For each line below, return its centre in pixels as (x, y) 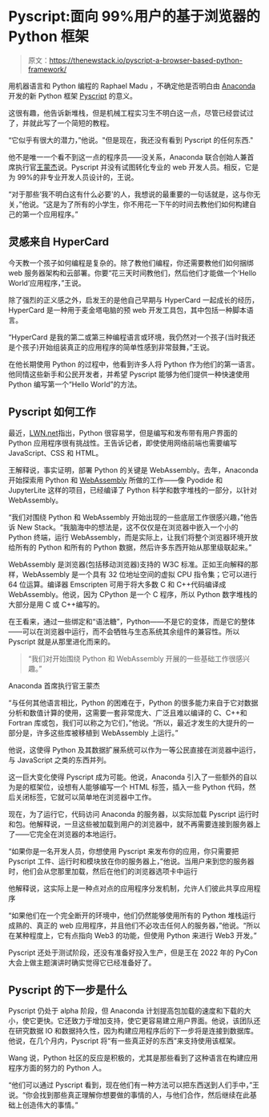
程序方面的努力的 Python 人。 (57, 1068)
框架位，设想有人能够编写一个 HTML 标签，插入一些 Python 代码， (139, 786)
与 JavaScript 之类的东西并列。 (60, 760)
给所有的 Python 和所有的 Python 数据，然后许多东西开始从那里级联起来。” (130, 547)
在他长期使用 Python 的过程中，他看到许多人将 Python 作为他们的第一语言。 (134, 364)
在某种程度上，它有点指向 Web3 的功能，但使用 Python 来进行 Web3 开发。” (133, 935)
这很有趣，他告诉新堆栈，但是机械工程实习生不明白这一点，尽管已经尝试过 (131, 112)
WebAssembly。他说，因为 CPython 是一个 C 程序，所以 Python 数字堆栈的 (133, 594)
